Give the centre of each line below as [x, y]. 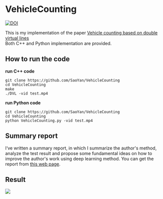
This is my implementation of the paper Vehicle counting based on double [81, 32]
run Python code [23, 102]
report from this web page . [33, 164]
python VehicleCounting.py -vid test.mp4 [49, 120]
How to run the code [38, 59]
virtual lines [17, 38]
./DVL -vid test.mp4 [27, 93]
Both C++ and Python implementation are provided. [58, 43]
